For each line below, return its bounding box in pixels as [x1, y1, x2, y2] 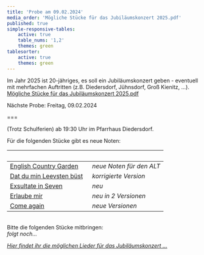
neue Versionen [91, 201, 137, 210]
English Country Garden [10, 162, 79, 170]
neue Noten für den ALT [91, 162, 161, 170]
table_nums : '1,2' [18, 37, 65, 43]
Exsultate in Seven [10, 181, 63, 190]
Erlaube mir [10, 192, 43, 200]
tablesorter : [7, 49, 40, 55]
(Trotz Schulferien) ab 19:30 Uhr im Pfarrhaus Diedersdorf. [7, 125, 154, 132]
